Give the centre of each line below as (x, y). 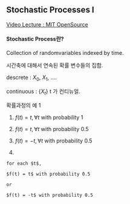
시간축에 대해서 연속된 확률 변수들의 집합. (55, 65)
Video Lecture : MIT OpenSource (47, 24)
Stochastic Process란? (35, 39)
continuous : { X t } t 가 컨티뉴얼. (43, 92)
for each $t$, (24, 163)
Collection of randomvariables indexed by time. (65, 53)
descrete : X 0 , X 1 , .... (32, 78)
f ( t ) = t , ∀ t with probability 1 (49, 117)
